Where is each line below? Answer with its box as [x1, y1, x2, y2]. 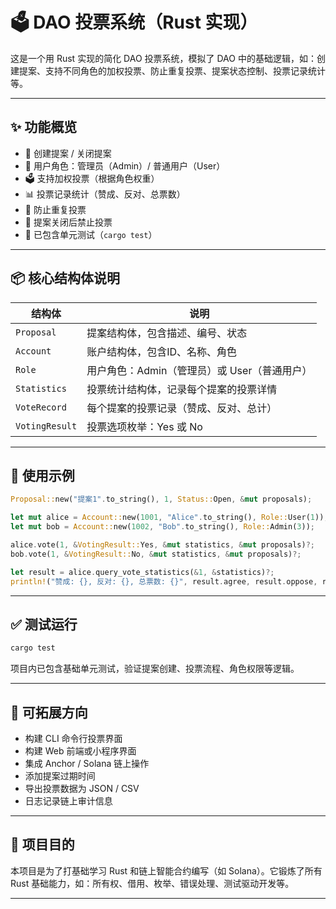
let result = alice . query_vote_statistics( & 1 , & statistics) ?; [10, 567, 275, 577]
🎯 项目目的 [10, 836, 75, 853]
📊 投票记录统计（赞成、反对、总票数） [24, 188, 186, 200]
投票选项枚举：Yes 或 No [86, 419, 203, 433]
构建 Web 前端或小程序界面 [24, 745, 137, 757]
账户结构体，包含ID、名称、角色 [86, 344, 238, 358]
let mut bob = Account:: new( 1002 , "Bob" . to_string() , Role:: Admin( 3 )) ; [10, 522, 315, 532]
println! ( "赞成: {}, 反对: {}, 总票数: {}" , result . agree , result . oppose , [10, 576, 318, 587]
